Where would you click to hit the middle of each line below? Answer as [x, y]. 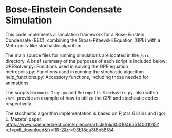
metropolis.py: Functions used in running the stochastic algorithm [75, 72]
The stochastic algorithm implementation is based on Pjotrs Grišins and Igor [85, 113]
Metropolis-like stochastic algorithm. [44, 45]
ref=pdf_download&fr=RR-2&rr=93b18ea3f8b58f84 [60, 130]
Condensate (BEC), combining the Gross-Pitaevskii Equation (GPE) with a [83, 40]
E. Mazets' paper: [24, 119]
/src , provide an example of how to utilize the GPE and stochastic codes [82, 98]
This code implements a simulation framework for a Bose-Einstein [75, 34]
